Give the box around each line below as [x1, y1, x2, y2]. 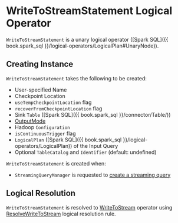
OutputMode [14, 117, 46, 124]
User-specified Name [14, 86, 67, 93]
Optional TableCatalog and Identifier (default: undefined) [14, 148, 157, 156]
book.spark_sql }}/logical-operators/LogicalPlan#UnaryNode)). [6, 42, 159, 49]
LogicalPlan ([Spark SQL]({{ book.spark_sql [14, 136, 122, 143]
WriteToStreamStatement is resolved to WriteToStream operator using [6, 204, 173, 211]
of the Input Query [73, 142, 118, 149]
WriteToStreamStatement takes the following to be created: [6, 75, 147, 82]
